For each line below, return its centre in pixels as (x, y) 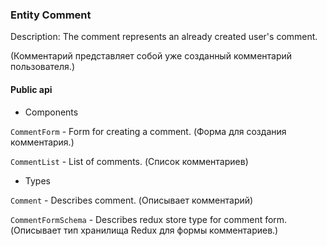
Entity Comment (51, 15)
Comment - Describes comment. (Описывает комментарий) (132, 200)
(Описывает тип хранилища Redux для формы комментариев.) (144, 230)
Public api (31, 89)
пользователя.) (42, 67)
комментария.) (42, 142)
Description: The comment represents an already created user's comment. (164, 37)
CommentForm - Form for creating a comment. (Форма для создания (148, 131)
